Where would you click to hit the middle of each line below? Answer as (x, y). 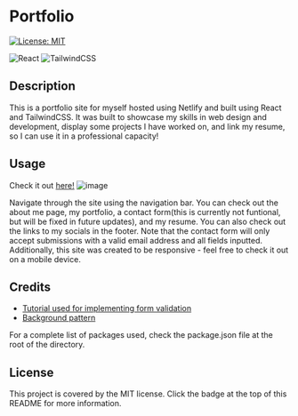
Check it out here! (42, 185)
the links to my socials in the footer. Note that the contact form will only (140, 231)
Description (42, 86)
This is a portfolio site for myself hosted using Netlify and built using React (145, 108)
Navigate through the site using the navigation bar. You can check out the (144, 203)
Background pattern (59, 318)
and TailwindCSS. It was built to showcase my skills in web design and (138, 116)
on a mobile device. (45, 259)
